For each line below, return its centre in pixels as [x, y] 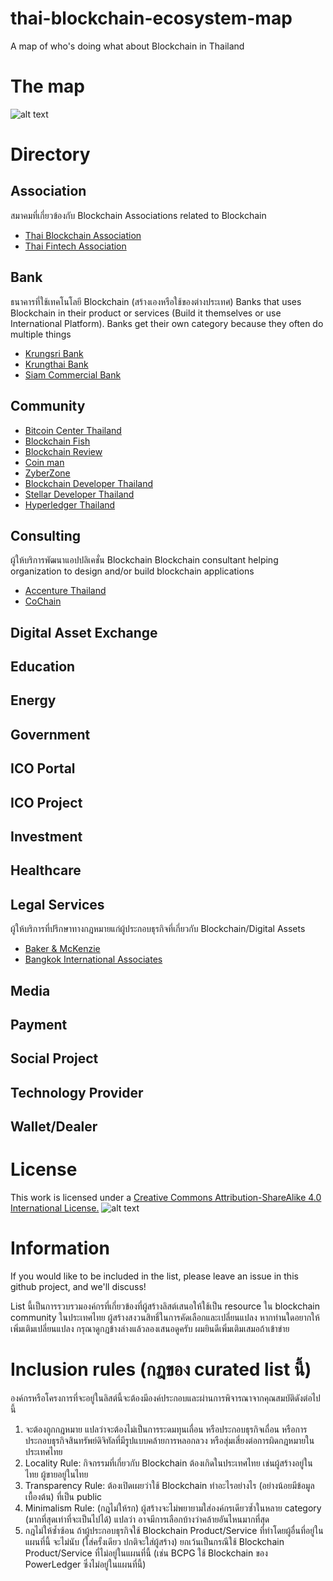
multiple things [41, 334]
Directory [50, 154]
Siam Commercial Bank [73, 374]
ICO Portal [43, 768]
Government [50, 734]
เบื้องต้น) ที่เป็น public [63, 1497]
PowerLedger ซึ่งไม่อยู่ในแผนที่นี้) [85, 1564]
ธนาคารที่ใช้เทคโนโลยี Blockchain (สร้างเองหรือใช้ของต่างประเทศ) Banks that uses [156, 301]
